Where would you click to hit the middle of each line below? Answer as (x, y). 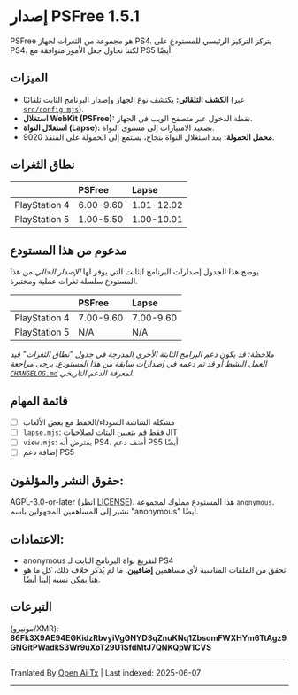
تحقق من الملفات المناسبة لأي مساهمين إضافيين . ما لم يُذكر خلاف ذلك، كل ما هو (154, 570)
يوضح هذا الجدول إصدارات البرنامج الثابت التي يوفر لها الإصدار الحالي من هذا (134, 272)
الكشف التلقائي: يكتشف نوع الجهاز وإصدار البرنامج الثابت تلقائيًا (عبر (134, 99)
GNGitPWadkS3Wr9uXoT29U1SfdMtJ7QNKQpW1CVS (111, 647)
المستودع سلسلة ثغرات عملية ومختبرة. (74, 282)
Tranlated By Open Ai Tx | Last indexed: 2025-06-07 (106, 672)
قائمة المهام (39, 401)
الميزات (29, 78)
